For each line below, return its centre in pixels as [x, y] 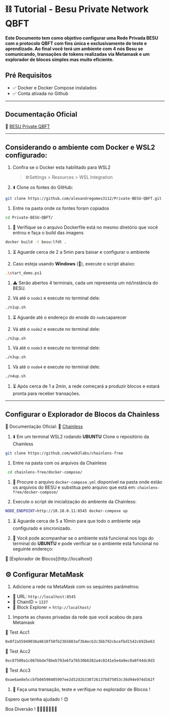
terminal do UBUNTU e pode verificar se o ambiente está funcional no [86, 543]
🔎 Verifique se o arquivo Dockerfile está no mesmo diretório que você [85, 227]
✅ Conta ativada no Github [40, 93]
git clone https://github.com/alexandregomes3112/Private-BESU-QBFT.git [83, 199]
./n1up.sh [16, 307]
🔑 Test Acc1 [17, 632]
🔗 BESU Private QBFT [28, 126]
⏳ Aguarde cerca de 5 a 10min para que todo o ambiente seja [76, 521]
